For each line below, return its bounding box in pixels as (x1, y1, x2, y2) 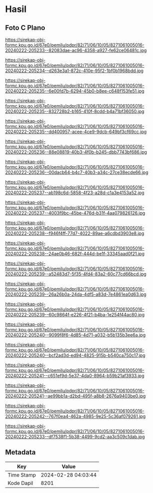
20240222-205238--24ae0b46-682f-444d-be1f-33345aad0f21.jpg (5, 251, 145, 256)
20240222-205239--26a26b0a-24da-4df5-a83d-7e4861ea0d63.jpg (5, 291, 147, 297)
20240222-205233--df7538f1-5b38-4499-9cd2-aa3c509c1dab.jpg (5, 434, 145, 439)
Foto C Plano (5, 24, 45, 32)
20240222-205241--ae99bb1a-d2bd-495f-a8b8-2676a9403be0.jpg (5, 393, 146, 399)
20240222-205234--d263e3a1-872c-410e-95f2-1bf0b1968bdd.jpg (5, 68, 144, 74)
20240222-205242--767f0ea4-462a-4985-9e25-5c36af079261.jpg (5, 413, 146, 419)
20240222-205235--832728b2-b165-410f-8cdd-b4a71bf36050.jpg (5, 109, 145, 114)
